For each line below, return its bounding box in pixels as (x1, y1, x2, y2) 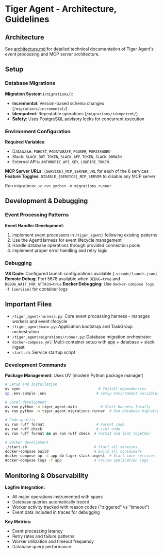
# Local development (5, 400, 47, 405)
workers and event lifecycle (12, 318, 67, 324)
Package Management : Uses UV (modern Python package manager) (5, 373, 144, 378)
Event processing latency (12, 528, 63, 534)
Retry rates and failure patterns (12, 534, 75, 539)
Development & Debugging (5, 197, 88, 205)
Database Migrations (5, 80, 56, 87)
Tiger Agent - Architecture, (5, 3, 117, 15)
